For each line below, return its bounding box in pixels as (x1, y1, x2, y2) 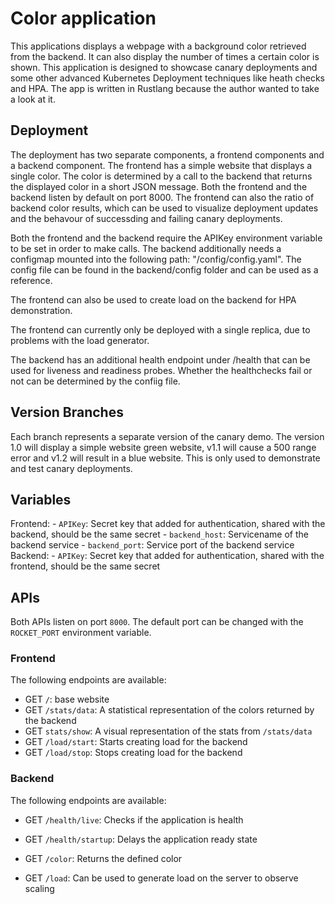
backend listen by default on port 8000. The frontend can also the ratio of (10, 191, 315, 203)
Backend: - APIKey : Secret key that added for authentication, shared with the (10, 550, 325, 562)
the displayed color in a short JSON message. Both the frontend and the (10, 180, 308, 192)
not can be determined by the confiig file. (10, 375, 181, 387)
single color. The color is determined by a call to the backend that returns (10, 170, 313, 182)
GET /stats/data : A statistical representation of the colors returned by (24, 704, 315, 716)
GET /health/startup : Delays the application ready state (24, 833, 258, 845)
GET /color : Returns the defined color (24, 852, 183, 864)
